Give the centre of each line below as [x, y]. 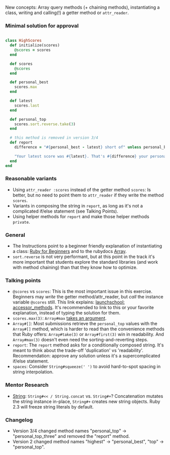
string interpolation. [33, 372]
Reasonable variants [31, 179]
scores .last [27, 106]
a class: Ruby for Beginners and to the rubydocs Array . [70, 251]
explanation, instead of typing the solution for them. [66, 313]
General [15, 235]
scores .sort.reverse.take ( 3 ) [45, 124]
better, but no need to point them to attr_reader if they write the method [88, 195]
